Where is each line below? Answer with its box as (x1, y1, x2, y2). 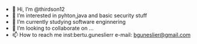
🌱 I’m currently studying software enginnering (11, 18, 126, 25)
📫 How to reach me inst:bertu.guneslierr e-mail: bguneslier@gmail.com (11, 32, 191, 38)
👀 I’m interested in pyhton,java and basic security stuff (11, 12, 148, 19)
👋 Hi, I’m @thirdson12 (11, 6, 65, 12)
